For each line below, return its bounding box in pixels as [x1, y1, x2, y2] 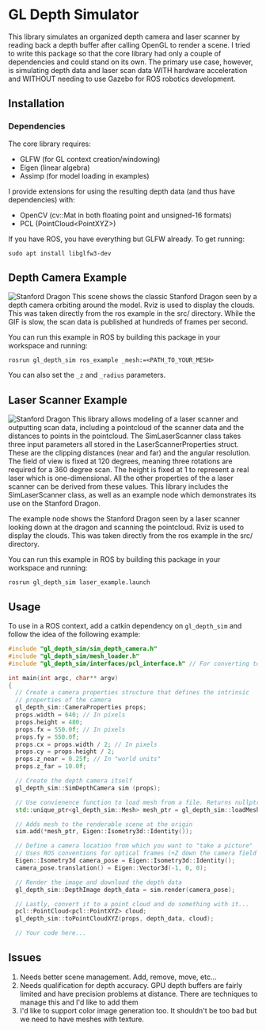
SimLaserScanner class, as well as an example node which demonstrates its [8, 490, 256, 500]
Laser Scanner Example [8, 393, 128, 406]
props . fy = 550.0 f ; [15, 732, 80, 741]
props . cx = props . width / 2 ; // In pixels [15, 740, 158, 748]
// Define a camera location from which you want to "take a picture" [15, 842, 253, 850]
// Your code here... [15, 929, 87, 937]
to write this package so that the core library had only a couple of [8, 48, 222, 58]
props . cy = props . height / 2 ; [15, 748, 115, 755]
